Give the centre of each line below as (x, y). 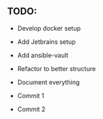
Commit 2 (31, 109)
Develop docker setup (49, 28)
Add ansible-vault (43, 55)
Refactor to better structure (56, 68)
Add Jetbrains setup (46, 42)
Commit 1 (31, 95)
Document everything (48, 82)
